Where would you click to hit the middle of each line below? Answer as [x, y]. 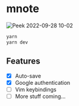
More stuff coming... [40, 96]
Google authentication [43, 82]
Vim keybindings [36, 89]
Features [23, 61]
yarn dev [17, 42]
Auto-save [28, 76]
